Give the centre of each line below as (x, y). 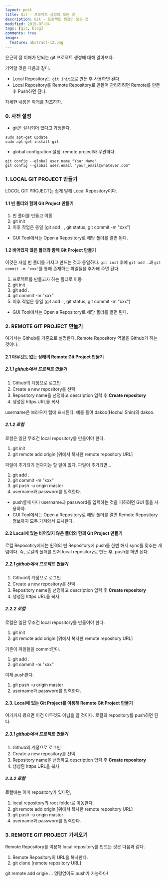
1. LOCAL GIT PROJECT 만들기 (41, 179)
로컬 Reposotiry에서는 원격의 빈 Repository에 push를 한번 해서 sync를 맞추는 (81, 545)
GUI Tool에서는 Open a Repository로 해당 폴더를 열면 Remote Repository (85, 515)
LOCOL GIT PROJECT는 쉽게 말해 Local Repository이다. (61, 191)
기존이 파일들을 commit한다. (33, 649)
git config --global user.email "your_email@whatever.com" (68, 166)
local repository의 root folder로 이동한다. (53, 803)
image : (12, 38)
